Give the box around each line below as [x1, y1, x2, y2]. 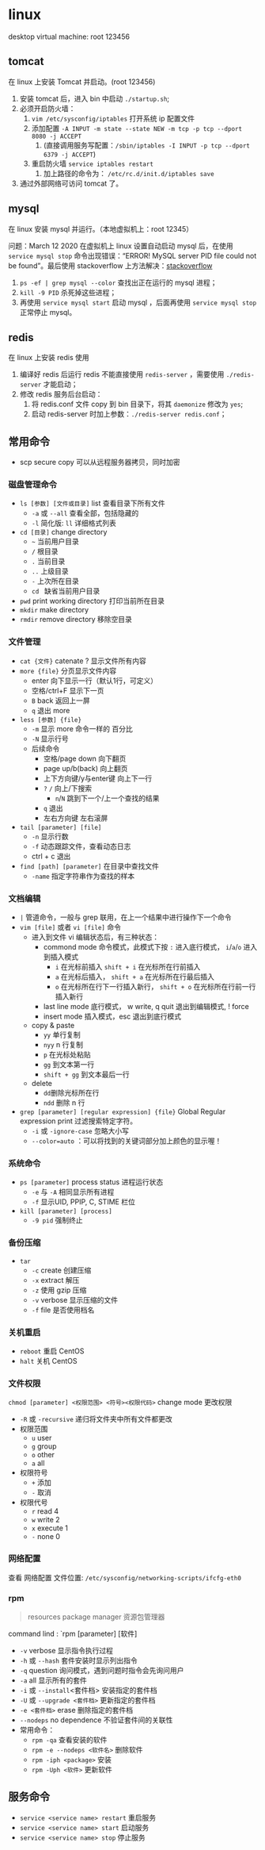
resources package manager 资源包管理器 [27, 1612, 165, 1622]
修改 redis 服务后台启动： [19, 390, 103, 399]
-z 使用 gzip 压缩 [31, 1285, 87, 1295]
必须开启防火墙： [19, 103, 76, 113]
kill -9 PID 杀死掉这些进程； [19, 287, 117, 297]
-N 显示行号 [31, 734, 69, 743]
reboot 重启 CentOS [19, 1346, 85, 1356]
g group [31, 1441, 57, 1451]
